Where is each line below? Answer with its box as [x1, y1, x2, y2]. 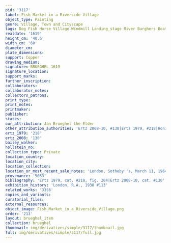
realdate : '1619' [5, 31, 42, 36]
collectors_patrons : [5, 93, 49, 98]
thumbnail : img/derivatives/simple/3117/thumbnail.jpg [5, 225, 124, 231]
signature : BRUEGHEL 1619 [5, 64, 60, 69]
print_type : [5, 97, 31, 102]
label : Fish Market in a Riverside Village [5, 12, 99, 17]
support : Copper [5, 55, 40, 60]
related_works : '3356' [5, 187, 53, 193]
